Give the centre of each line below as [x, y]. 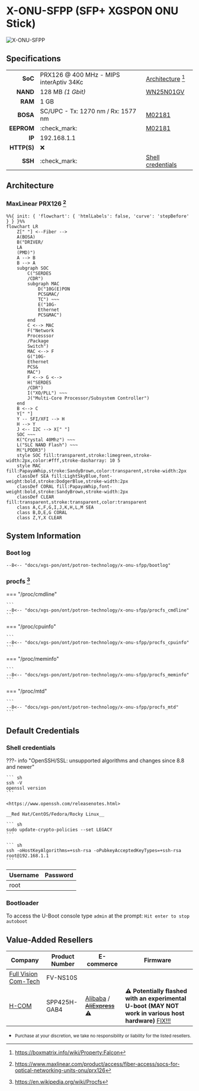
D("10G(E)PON [54, 289]
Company [25, 960]
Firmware [158, 960]
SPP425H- [62, 1002]
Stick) [21, 23]
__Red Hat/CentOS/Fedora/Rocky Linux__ [55, 814]
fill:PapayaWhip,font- [84, 486]
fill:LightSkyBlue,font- [82, 476]
